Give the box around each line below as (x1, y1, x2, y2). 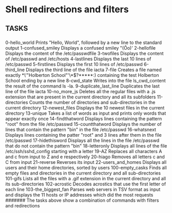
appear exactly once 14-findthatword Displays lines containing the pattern (5, 115, 162, 121)
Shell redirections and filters (5, 4, 129, 15)
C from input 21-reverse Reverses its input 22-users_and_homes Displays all (5, 159, 167, 165)
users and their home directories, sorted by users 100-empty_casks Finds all (5, 164, 167, 171)
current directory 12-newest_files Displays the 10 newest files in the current (5, 104, 165, 111)
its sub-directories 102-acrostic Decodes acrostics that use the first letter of (5, 181, 166, 187)
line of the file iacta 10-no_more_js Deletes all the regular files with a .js (5, 88, 156, 94)
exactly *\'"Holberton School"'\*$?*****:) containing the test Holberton (5, 72, 159, 78)
